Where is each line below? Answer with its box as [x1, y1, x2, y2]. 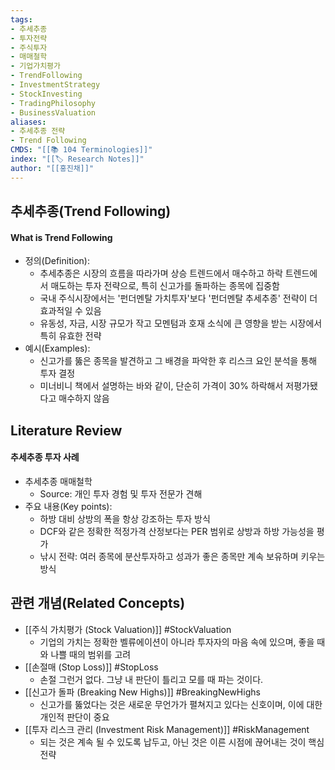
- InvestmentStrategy [10, 80, 101, 90]
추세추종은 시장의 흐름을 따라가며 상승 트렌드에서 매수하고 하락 [39, 267, 283, 280]
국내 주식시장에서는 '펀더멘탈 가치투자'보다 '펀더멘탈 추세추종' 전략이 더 [39, 292, 318, 305]
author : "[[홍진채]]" [10, 163, 95, 173]
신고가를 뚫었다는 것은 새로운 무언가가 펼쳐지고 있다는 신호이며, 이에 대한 [39, 698, 323, 710]
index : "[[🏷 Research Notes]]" [10, 154, 145, 164]
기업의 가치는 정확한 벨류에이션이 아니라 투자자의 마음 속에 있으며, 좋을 [39, 636, 315, 648]
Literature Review [10, 422, 123, 439]
